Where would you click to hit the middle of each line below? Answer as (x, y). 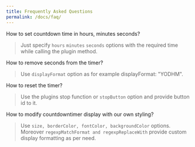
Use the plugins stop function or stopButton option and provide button (105, 97)
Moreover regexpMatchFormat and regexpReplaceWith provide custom (103, 132)
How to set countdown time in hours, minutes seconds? (73, 33)
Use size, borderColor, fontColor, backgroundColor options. (95, 125)
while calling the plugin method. (59, 51)
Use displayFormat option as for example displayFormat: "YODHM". (102, 74)
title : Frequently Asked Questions (49, 11)
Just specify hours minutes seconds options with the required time (99, 45)
